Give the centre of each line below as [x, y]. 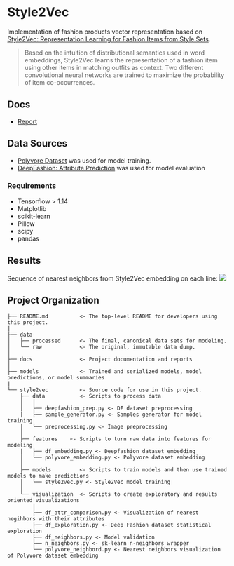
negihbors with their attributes [56, 519]
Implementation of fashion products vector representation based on [105, 32]
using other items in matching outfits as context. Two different [114, 67]
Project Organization [53, 301]
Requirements [32, 186]
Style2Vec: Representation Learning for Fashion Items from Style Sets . [109, 39]
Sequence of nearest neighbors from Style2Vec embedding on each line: [113, 278]
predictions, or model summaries [56, 378]
